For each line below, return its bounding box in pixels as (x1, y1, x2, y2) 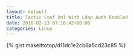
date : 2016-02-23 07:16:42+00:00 (6, 20, 91, 26)
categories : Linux (6, 25, 53, 32)
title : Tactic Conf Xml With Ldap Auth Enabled (6, 14, 129, 20)
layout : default (6, 8, 47, 15)
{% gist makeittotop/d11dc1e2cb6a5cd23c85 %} (6, 42, 126, 49)
